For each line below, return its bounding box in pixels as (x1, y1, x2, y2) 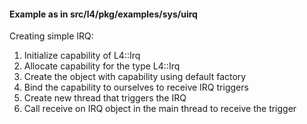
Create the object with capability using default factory (23, 71, 247, 83)
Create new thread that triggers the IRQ (23, 92, 187, 104)
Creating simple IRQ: (9, 30, 94, 42)
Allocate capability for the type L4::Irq (23, 60, 181, 72)
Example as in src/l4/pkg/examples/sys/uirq (9, 8, 198, 20)
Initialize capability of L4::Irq (23, 50, 141, 62)
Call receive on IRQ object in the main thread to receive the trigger (23, 103, 297, 115)
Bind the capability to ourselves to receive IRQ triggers (23, 81, 249, 94)
